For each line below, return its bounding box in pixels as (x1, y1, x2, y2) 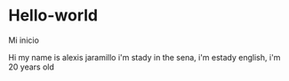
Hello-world (8, 5, 99, 26)
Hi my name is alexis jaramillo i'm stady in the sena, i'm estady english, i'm (8, 52, 281, 62)
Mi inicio (8, 35, 39, 45)
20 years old (8, 61, 55, 72)
